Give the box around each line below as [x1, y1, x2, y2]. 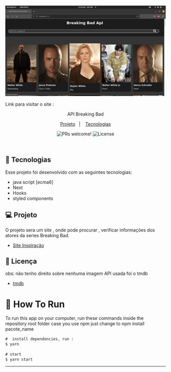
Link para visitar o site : [5, 101, 54, 107]
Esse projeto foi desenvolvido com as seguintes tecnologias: [5, 169, 132, 175]
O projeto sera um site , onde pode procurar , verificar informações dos [5, 227, 155, 233]
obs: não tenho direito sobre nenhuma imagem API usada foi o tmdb [5, 270, 148, 276]
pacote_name [5, 326, 34, 332]
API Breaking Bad [67, 111, 104, 117]
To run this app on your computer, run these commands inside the [5, 315, 144, 321]
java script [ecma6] [12, 179, 53, 185]
